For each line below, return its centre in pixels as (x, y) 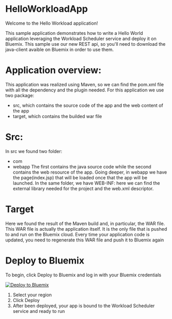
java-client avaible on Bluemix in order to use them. (60, 49)
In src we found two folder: (34, 151)
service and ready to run (39, 311)
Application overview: (53, 70)
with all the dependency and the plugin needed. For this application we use (85, 90)
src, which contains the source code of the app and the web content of (88, 105)
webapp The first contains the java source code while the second (82, 166)
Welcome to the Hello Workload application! (52, 23)
